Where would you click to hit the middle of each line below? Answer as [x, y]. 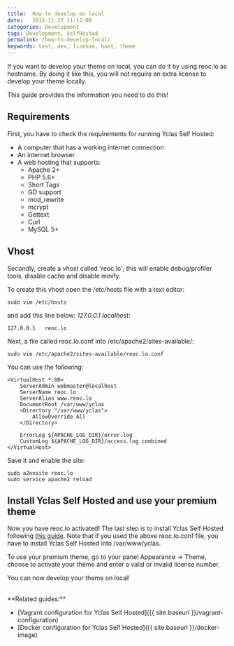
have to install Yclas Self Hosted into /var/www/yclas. [84, 544]
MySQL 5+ [43, 229]
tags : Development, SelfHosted [53, 33]
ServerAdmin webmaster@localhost [68, 386]
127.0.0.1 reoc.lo [37, 328]
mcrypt [38, 207]
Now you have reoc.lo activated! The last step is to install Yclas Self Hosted [115, 529]
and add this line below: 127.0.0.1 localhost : [69, 315]
